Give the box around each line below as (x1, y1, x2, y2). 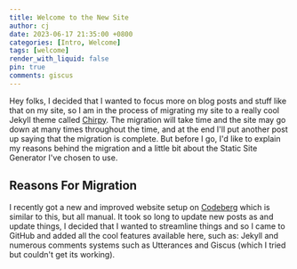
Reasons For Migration (9, 178, 138, 193)
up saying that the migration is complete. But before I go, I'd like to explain (9, 133, 282, 143)
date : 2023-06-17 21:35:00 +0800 (9, 29, 133, 38)
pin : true (9, 63, 46, 72)
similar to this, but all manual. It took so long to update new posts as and (9, 211, 274, 222)
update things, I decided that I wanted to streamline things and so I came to (9, 220, 286, 232)
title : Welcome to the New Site (9, 12, 129, 22)
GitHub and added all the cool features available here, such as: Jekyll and (9, 230, 278, 240)
